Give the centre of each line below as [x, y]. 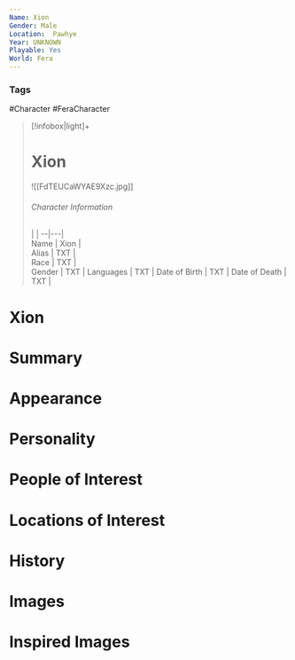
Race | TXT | [54, 263]
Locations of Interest [87, 520]
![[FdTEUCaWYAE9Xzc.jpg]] [82, 186]
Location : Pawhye [43, 34]
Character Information [72, 207]
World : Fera [31, 59]
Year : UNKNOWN [35, 42]
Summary [46, 358]
